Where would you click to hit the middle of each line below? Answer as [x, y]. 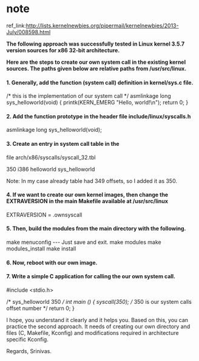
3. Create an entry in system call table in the [63, 143]
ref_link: [16, 26]
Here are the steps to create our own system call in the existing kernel [96, 62]
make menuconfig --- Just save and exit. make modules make [84, 242]
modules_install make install [41, 249]
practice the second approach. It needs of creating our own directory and [98, 326]
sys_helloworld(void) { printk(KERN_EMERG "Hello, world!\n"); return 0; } [97, 103]
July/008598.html [29, 32]
